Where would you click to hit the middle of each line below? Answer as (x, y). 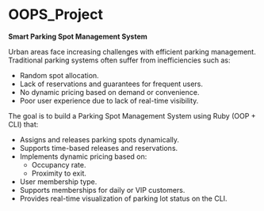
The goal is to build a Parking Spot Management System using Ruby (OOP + (132, 115)
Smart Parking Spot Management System (78, 36)
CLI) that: (23, 124)
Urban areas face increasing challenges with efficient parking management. (132, 51)
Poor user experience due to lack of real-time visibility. (109, 100)
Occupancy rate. (59, 164)
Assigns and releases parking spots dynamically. (99, 139)
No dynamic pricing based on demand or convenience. (109, 92)
